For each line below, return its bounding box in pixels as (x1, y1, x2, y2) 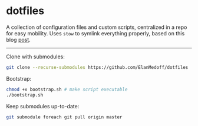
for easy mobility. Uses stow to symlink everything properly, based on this (6, 29, 185, 37)
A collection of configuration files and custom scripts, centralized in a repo (6, 24, 187, 31)
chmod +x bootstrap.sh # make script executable (6, 87, 128, 92)
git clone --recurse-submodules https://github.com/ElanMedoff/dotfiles (6, 64, 189, 70)
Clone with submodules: (6, 53, 65, 60)
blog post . (6, 36, 31, 43)
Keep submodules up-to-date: (6, 102, 80, 110)
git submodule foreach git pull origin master (6, 114, 123, 120)
